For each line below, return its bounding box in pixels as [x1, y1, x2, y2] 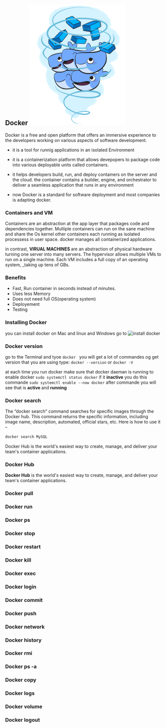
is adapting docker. [12, 197, 52, 203]
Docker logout [5, 717, 40, 724]
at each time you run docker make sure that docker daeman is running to [5, 369, 154, 374]
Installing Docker [5, 319, 47, 326]
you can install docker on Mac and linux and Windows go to [5, 330, 127, 336]
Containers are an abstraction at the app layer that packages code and [5, 220, 150, 226]
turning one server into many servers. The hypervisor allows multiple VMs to [5, 251, 162, 257]
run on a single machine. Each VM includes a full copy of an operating [5, 257, 148, 263]
